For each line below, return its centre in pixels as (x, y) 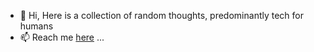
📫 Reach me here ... (62, 37)
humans (36, 26)
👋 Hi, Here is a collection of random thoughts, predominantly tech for (161, 15)
